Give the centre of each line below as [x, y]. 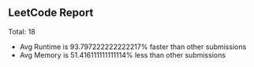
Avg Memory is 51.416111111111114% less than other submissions [123, 55]
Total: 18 [22, 31]
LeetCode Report [51, 13]
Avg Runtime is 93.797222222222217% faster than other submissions [133, 47]
